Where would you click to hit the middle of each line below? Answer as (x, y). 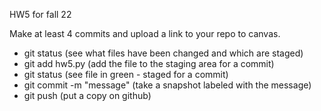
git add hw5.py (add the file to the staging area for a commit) (149, 63)
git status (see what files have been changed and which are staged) (163, 53)
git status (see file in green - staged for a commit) (126, 74)
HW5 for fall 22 (40, 14)
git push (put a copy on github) (87, 95)
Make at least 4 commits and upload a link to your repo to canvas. (145, 33)
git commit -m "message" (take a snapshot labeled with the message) (167, 85)
